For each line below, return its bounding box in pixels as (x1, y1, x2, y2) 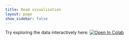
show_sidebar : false (5, 16, 48, 21)
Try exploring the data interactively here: (5, 30, 89, 36)
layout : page (5, 12, 32, 17)
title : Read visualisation (5, 7, 61, 12)
